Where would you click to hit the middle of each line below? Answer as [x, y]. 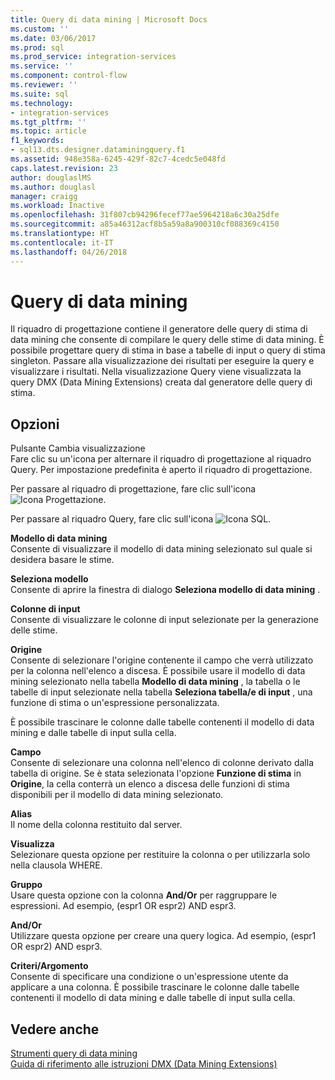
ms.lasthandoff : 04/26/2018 [69, 252]
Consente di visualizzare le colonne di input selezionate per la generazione [164, 620]
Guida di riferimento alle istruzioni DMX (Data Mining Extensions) [144, 1064]
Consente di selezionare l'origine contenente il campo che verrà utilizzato [162, 660]
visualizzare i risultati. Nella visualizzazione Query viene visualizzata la [156, 372]
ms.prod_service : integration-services [93, 57]
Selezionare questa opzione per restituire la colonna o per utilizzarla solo [160, 855]
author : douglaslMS [51, 177]
